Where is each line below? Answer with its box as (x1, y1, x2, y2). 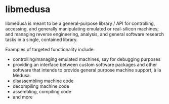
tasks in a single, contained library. (5, 37, 78, 43)
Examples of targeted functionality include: (5, 46, 95, 52)
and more (12, 94, 33, 100)
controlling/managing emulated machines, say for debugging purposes (12, 56, 161, 62)
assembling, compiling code (12, 88, 72, 94)
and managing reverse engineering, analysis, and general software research (5, 31, 164, 37)
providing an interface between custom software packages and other (12, 61, 157, 67)
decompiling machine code (12, 83, 70, 89)
